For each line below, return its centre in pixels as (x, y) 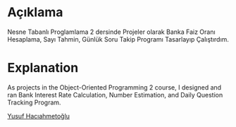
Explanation (43, 68)
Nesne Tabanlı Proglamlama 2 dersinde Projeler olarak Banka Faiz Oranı (112, 32)
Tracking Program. (34, 102)
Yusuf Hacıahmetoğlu (39, 116)
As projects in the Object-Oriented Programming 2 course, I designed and (114, 87)
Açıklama (35, 12)
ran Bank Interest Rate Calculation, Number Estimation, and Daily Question (115, 95)
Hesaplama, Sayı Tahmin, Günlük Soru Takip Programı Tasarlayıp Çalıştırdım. (118, 39)
